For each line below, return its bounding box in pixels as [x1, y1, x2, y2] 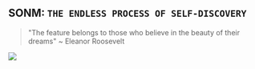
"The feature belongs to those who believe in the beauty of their [27, 27, 241, 37]
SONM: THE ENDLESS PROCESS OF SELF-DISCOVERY [8, 6, 247, 20]
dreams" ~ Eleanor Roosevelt [27, 36, 125, 46]
